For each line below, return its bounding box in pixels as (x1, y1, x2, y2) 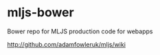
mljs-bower (7, 5, 74, 20)
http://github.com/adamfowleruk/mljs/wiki (7, 40, 126, 48)
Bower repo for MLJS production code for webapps (7, 27, 153, 35)
